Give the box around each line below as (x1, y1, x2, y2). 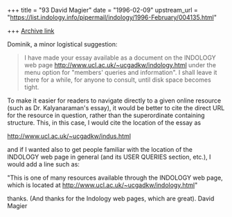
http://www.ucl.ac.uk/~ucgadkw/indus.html (7, 132, 132, 140)
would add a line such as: (7, 160, 80, 168)
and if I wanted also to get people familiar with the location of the (7, 146, 193, 153)
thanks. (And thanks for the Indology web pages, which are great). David (7, 194, 215, 202)
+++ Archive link (7, 27, 55, 35)
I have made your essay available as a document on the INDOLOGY (24, 53, 216, 62)
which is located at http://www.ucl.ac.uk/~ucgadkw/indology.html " (7, 181, 198, 189)
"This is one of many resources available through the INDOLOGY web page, (7, 173, 223, 182)
